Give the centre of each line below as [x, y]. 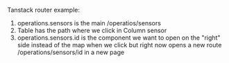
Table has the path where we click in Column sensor [92, 30]
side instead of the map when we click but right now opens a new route [119, 45]
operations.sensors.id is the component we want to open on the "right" [119, 38]
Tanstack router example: [43, 10]
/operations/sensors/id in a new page [71, 52]
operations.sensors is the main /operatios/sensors [89, 23]
